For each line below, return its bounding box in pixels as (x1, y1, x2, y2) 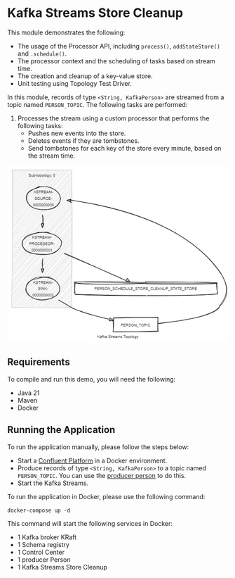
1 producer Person (17, 555, 72, 564)
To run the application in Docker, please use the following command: (7, 492, 206, 501)
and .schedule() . (17, 49, 67, 58)
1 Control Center (17, 548, 65, 556)
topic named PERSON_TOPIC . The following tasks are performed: (7, 100, 188, 108)
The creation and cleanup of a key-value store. (17, 72, 153, 80)
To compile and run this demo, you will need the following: (7, 375, 176, 383)
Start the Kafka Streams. (17, 479, 89, 487)
